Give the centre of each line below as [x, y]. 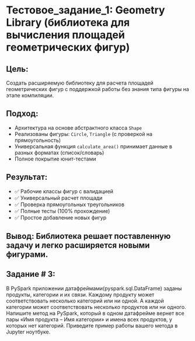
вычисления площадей [66, 35]
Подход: [22, 114]
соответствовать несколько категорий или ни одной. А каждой [85, 301]
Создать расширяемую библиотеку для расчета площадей [80, 83]
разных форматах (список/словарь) [59, 152]
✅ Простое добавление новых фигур [60, 217]
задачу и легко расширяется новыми [78, 246]
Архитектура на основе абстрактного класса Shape [78, 128]
